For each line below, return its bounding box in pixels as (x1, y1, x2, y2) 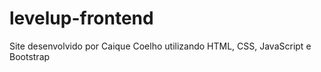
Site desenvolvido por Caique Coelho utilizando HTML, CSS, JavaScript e (9, 40, 312, 52)
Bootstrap (9, 50, 51, 62)
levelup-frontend (9, 7, 154, 30)
